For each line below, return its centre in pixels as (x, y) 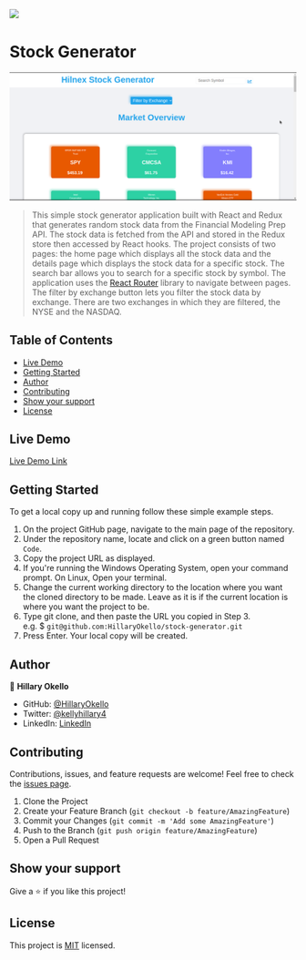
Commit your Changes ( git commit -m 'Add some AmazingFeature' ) (148, 821)
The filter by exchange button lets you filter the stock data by (146, 292)
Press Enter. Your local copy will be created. (105, 636)
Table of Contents (61, 340)
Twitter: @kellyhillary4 (64, 714)
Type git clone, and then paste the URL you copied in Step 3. (137, 617)
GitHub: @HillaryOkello (66, 704)
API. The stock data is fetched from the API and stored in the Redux (158, 234)
